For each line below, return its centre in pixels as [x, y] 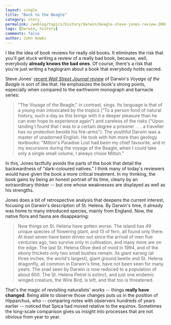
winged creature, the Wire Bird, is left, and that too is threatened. [85, 280]
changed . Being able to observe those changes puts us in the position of [82, 295]
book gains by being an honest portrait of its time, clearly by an [72, 179]
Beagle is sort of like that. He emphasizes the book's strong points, [76, 84]
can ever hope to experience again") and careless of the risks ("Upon [91, 121]
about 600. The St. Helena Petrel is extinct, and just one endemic [86, 274]
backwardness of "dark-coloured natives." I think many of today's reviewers [85, 169]
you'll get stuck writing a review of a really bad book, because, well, [76, 58]
